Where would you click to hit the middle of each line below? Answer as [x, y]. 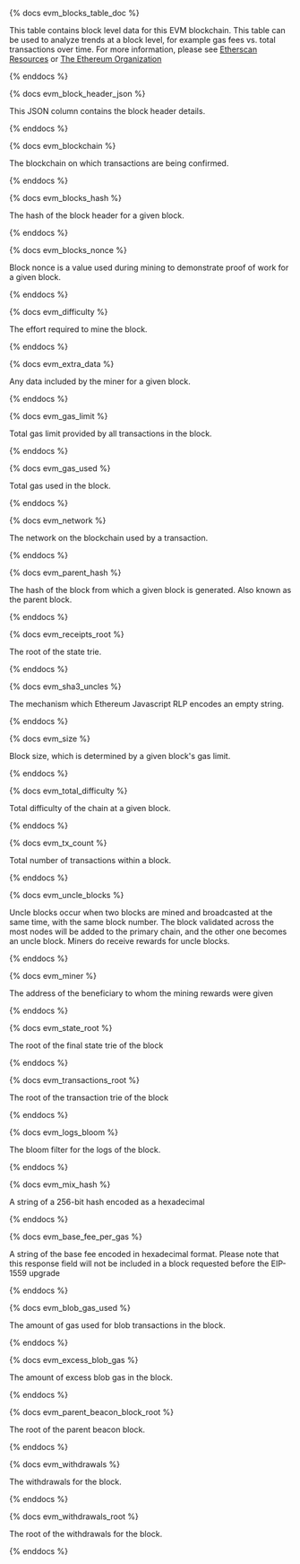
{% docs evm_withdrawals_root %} [74, 1516]
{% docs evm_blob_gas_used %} [70, 1308]
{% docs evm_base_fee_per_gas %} [76, 1236]
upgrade [44, 1273]
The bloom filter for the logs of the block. [85, 1149]
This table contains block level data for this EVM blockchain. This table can [147, 30]
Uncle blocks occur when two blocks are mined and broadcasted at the [141, 913]
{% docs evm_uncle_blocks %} [67, 895]
